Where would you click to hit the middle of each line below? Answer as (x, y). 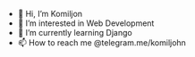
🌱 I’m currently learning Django (75, 33)
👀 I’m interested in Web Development (86, 23)
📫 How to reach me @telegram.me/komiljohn (102, 43)
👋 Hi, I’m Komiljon (50, 14)
